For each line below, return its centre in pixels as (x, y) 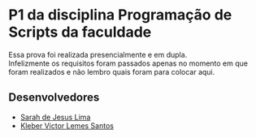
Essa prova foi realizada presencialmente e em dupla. (98, 54)
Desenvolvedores (54, 98)
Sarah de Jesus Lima (55, 117)
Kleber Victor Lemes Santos (67, 125)
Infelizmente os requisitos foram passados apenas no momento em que (128, 63)
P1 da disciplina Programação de (120, 15)
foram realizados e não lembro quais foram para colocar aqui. (112, 71)
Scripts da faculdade (80, 32)
